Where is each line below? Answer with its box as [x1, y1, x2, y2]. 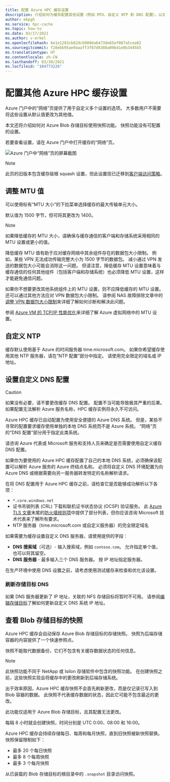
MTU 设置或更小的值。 [5, 239, 53, 245]
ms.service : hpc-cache [5, 21, 53, 27]
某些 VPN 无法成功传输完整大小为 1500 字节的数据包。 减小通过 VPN [14, 256, 157, 262]
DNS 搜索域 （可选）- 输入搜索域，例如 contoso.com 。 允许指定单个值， [12, 543, 161, 550]
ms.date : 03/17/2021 [5, 31, 49, 36]
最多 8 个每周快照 [12, 754, 50, 760]
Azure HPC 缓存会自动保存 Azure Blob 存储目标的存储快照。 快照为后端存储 [5, 630, 163, 637]
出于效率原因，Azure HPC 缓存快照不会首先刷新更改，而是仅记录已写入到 [5, 685, 158, 691]
